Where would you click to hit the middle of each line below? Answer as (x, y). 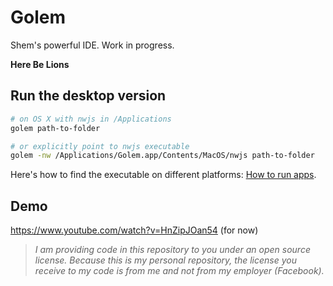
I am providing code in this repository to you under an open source (172, 250)
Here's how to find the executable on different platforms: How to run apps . (163, 175)
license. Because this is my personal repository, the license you (165, 260)
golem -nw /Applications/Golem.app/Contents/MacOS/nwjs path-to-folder (162, 156)
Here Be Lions (40, 64)
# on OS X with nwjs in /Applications (91, 119)
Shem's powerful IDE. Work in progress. (92, 45)
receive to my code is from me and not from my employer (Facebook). (179, 271)
